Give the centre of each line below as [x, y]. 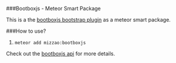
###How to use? [26, 31]
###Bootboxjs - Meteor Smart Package [53, 8]
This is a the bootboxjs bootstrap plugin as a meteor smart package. [89, 20]
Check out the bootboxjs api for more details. [61, 54]
